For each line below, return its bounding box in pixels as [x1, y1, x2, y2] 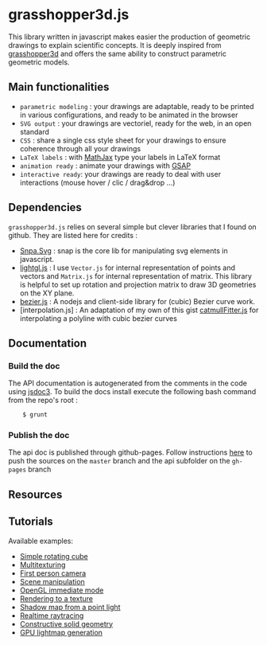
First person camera [19, 568, 87, 578]
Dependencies [8, 201, 82, 214]
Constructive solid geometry [19, 619, 114, 628]
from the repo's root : [8, 396, 78, 405]
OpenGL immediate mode [19, 585, 104, 595]
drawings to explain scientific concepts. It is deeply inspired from [8, 40, 222, 49]
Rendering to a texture [19, 593, 94, 603]
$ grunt [22, 411, 48, 419]
